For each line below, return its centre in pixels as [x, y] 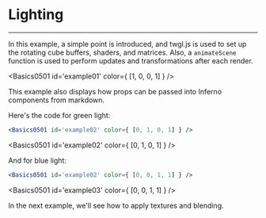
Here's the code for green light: [59, 115]
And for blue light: [38, 160]
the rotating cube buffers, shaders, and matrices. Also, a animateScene [122, 52]
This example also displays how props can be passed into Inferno [115, 91]
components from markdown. [57, 100]
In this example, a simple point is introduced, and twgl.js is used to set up [127, 44]
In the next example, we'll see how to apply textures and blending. [116, 205]
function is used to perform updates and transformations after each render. [131, 60]
